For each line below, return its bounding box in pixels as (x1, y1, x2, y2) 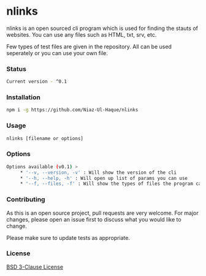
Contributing (6, 195, 45, 204)
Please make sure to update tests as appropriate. (6, 234, 131, 241)
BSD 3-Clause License (6, 263, 63, 270)
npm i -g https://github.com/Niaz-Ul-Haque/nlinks (6, 107, 139, 113)
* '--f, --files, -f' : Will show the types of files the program (20, 181, 193, 187)
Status (6, 64, 26, 73)
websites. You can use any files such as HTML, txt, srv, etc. (6, 31, 157, 38)
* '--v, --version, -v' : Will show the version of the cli (20, 170, 177, 176)
